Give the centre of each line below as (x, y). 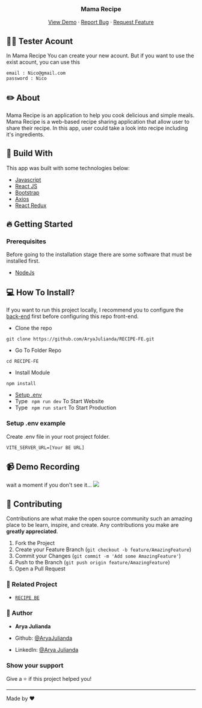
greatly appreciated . (32, 531)
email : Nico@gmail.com (36, 73)
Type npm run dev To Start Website (59, 401)
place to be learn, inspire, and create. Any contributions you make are (93, 525)
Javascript (28, 179)
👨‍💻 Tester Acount (40, 41)
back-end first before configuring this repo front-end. (72, 316)
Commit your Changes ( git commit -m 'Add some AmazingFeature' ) (98, 556)
